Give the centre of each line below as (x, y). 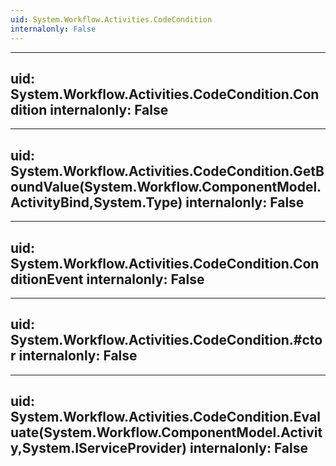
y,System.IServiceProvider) (99, 448)
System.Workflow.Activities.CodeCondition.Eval (165, 417)
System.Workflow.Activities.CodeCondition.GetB (167, 171)
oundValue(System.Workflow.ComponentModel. (166, 186)
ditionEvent (47, 279)
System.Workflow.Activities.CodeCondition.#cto (166, 340)
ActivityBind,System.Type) (96, 202)
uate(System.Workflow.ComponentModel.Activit (166, 432)
